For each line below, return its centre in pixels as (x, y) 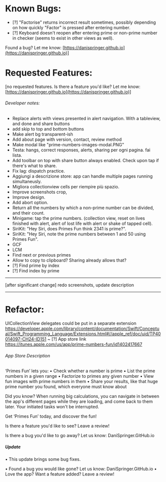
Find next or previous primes (41, 255)
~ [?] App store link (67, 339)
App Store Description (28, 355)
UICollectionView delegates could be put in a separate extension (71, 323)
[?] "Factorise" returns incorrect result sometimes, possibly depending (84, 22)
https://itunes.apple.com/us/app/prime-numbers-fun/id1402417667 (74, 345)
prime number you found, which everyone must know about (66, 387)
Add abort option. (30, 203)
